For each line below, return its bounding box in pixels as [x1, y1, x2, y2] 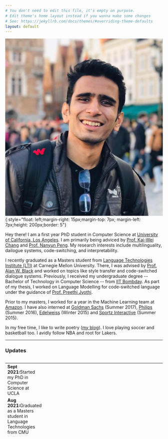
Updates [5, 347, 26, 354]
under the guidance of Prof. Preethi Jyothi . [5, 289, 93, 295]
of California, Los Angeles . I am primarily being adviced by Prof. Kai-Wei [5, 237, 154, 243]
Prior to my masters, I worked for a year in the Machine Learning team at [5, 299, 155, 305]
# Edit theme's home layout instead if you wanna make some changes [5, 13, 151, 19]
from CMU [7, 429, 29, 435]
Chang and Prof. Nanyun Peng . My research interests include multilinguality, [5, 242, 162, 248]
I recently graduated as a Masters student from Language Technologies [5, 257, 153, 263]
